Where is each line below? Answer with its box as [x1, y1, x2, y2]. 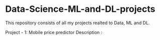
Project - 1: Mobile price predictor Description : [5, 29, 102, 35]
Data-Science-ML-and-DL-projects [5, 3, 155, 15]
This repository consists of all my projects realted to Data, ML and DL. [5, 20, 150, 26]
